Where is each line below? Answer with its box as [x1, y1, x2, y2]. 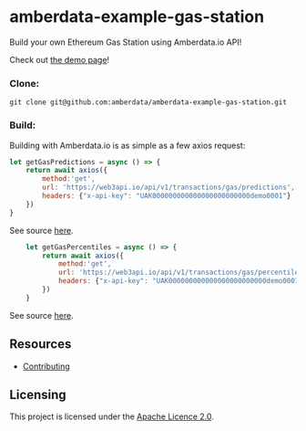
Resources [9, 336, 72, 352]
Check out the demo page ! [9, 54, 110, 65]
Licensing [9, 386, 66, 403]
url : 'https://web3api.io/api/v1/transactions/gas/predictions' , [42, 183, 296, 193]
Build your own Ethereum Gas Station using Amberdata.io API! [9, 37, 242, 47]
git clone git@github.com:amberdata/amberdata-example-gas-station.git [9, 98, 287, 107]
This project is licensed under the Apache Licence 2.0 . [9, 411, 214, 422]
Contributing [22, 361, 70, 372]
